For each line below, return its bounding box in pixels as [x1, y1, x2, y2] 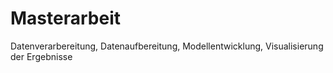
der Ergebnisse [10, 50, 73, 62]
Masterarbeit [10, 7, 121, 30]
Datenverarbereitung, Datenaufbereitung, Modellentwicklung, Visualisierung [10, 40, 324, 52]
